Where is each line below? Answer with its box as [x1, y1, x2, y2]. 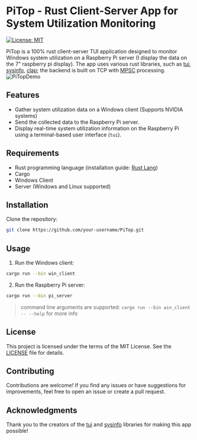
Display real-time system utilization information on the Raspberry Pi [14, 124, 179, 131]
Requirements [6, 148, 59, 158]
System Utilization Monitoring [6, 17, 156, 30]
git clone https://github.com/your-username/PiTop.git [6, 227, 144, 233]
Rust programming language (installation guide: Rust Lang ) [14, 164, 159, 171]
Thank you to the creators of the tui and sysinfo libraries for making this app [6, 421, 192, 428]
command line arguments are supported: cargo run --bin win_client [20, 303, 190, 310]
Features [6, 90, 40, 100]
